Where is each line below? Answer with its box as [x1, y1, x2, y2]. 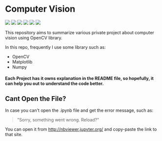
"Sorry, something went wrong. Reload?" [17, 117, 100, 123]
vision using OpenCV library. [5, 35, 62, 40]
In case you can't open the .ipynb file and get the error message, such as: [5, 107, 154, 113]
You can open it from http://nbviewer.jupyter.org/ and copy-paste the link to [5, 126, 157, 132]
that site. [5, 132, 23, 138]
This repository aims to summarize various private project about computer [5, 29, 155, 35]
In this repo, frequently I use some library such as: [5, 44, 106, 50]
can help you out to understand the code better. [5, 81, 104, 86]
